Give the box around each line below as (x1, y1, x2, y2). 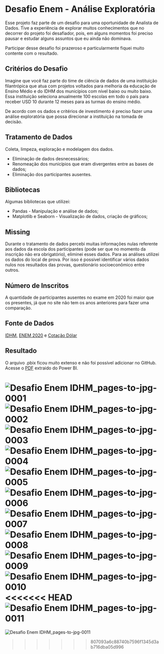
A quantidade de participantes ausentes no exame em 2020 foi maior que (5, 294, 154, 300)
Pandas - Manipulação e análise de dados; (12, 208, 99, 214)
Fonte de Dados (5, 319, 54, 327)
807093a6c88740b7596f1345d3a (90, 639, 159, 645)
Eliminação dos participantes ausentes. (12, 171, 92, 177)
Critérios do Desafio (5, 65, 68, 73)
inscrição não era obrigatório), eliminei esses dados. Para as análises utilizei (5, 252, 160, 257)
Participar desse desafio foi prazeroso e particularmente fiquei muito (5, 45, 145, 51)
